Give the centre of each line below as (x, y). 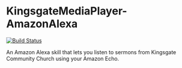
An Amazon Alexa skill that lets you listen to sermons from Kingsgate (91, 52)
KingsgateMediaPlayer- (67, 11)
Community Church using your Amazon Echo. (63, 58)
